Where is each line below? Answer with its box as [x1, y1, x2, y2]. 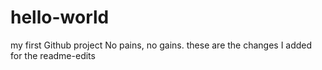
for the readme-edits [10, 49, 96, 61]
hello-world [10, 6, 110, 29]
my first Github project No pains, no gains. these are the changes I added [10, 39, 313, 51]
